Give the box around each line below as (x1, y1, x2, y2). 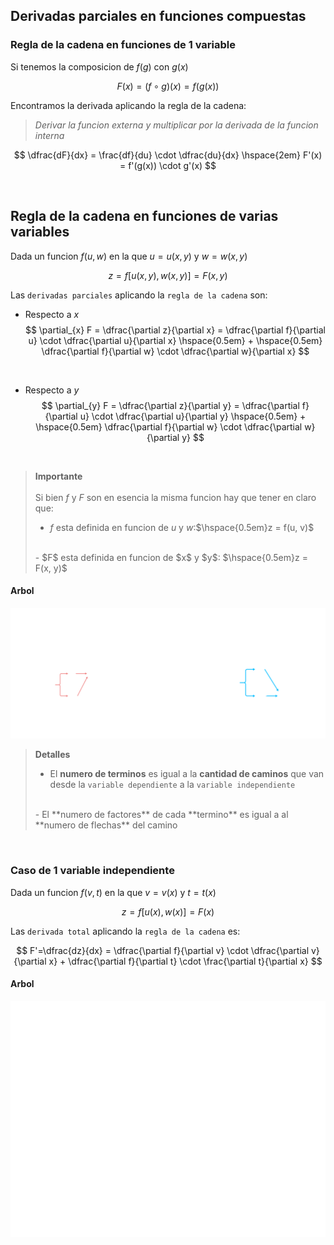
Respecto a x (24, 308, 80, 320)
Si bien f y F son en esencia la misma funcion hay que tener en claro (34, 491, 317, 503)
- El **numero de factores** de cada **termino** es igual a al (34, 809, 289, 821)
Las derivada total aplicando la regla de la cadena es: (10, 925, 241, 937)
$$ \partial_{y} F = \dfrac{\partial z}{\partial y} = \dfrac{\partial (41, 399, 300, 411)
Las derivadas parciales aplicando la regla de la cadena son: (10, 289, 268, 301)
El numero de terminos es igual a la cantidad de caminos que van (49, 768, 325, 780)
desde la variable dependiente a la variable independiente (49, 779, 296, 791)
